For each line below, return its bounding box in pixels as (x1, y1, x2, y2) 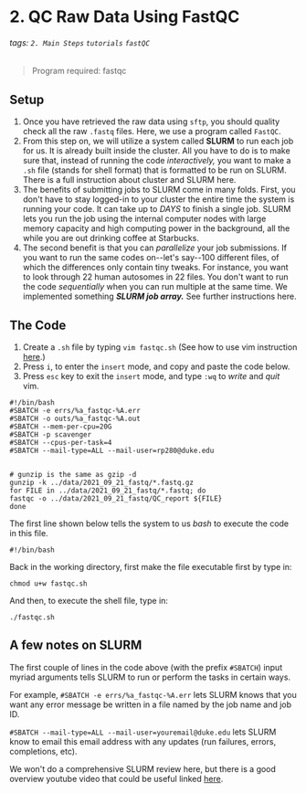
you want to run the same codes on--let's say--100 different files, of (22, 252, 280, 263)
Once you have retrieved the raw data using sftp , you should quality (22, 116, 280, 127)
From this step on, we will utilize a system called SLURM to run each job (22, 135, 294, 147)
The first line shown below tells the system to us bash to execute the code (9, 518, 290, 529)
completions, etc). (9, 745, 78, 756)
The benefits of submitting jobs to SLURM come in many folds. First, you (22, 185, 296, 196)
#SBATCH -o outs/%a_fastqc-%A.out (9, 414, 142, 424)
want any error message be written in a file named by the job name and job (9, 699, 292, 710)
